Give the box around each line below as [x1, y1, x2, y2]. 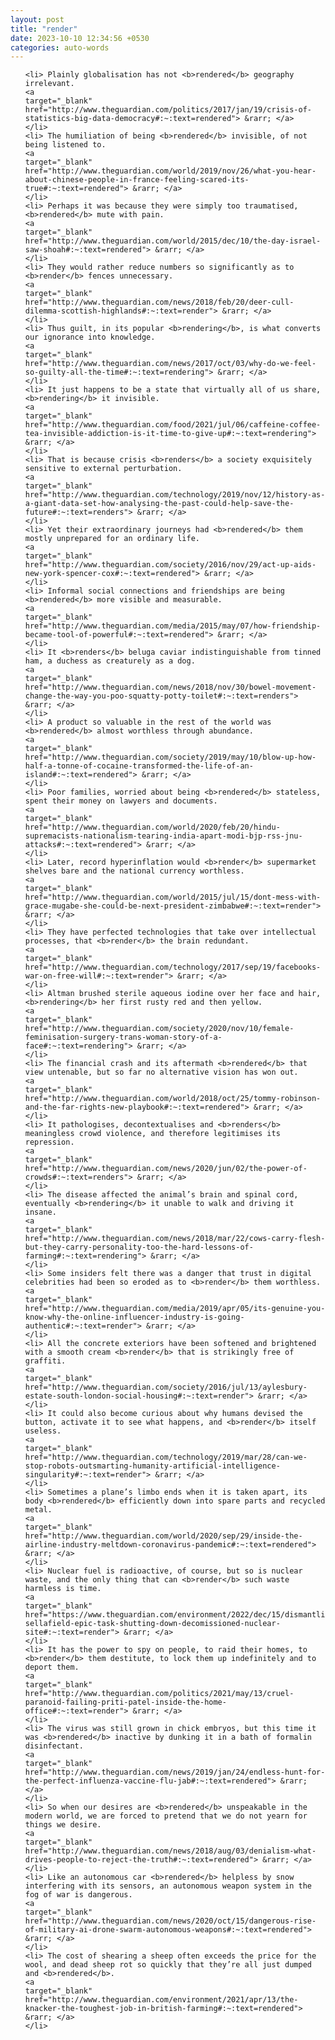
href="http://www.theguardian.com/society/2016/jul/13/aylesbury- [24, 1382, 308, 1393]
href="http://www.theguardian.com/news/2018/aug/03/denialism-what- [24, 1846, 317, 1856]
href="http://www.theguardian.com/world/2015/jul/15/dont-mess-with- [24, 892, 322, 903]
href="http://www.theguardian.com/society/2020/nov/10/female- [24, 1024, 295, 1034]
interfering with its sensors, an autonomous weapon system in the [24, 1881, 312, 1891]
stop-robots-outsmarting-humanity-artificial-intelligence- [24, 1461, 281, 1471]
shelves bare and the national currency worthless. [24, 866, 245, 876]
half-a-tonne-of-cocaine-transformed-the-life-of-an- [24, 761, 254, 771]
